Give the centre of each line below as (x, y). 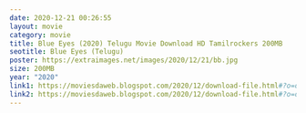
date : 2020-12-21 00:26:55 (61, 18)
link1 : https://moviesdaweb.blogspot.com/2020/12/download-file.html (144, 86)
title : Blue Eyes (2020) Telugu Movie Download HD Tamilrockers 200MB (146, 43)
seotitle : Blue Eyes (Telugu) (67, 52)
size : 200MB (32, 69)
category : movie (40, 35)
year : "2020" (34, 77)
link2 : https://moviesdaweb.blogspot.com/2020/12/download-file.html (144, 94)
